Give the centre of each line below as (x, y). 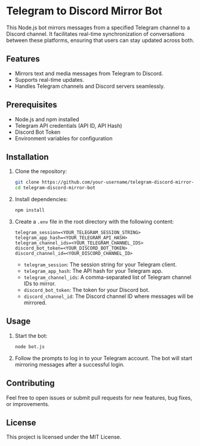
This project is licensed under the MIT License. (64, 437)
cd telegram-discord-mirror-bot (55, 188)
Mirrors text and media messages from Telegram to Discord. (89, 73)
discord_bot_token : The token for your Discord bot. (87, 290)
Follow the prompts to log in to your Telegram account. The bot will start (104, 358)
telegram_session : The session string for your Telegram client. (100, 264)
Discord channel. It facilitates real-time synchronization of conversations (96, 33)
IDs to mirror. (40, 284)
